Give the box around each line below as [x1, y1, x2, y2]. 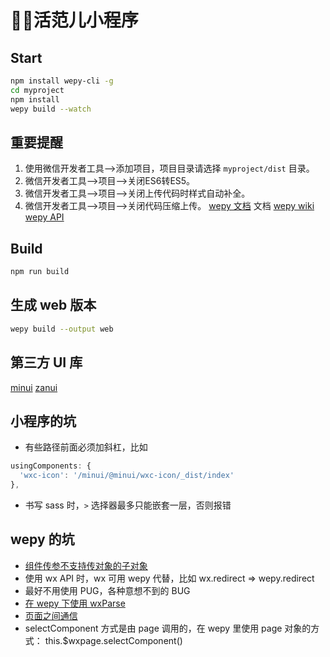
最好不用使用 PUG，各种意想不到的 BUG [24, 584, 191, 596]
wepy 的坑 [10, 531, 75, 548]
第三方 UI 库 [10, 354, 83, 371]
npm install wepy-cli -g [10, 76, 114, 86]
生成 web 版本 [10, 297, 97, 314]
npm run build [10, 267, 70, 277]
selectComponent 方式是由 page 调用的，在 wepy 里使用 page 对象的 [24, 622, 312, 634]
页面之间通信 [24, 609, 78, 621]
